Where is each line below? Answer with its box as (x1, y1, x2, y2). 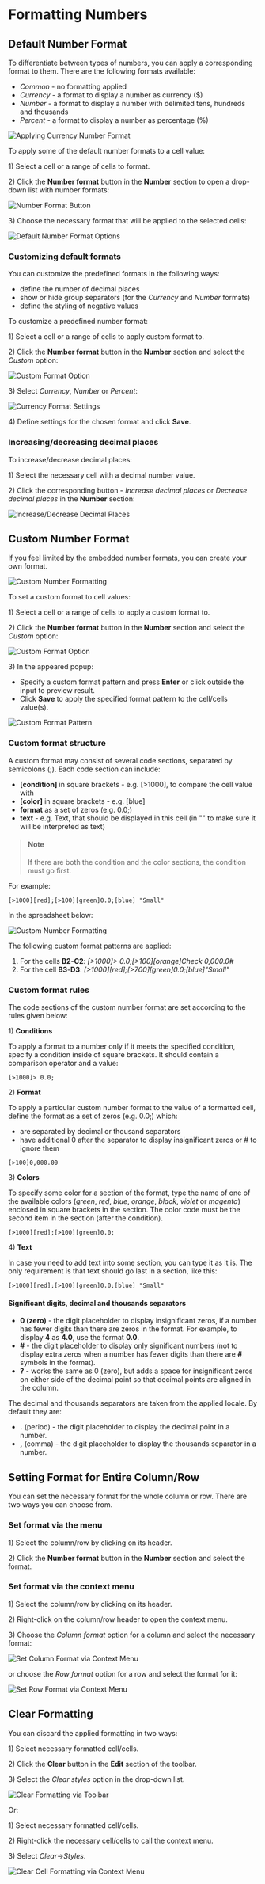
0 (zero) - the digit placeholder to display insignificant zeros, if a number (19, 1316, 257, 1326)
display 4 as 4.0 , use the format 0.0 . (19, 1333, 140, 1342)
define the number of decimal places (19, 284, 140, 294)
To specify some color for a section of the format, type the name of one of (8, 1188, 251, 1197)
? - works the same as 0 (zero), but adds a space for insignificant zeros (19, 1366, 253, 1376)
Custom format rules (8, 984, 89, 995)
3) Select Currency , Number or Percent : (8, 386, 138, 396)
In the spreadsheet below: (8, 910, 93, 919)
